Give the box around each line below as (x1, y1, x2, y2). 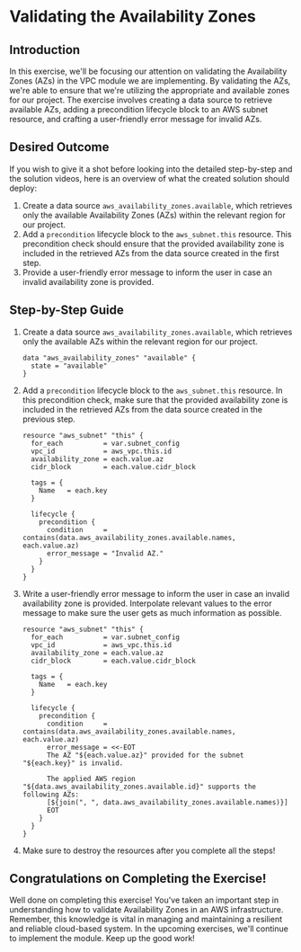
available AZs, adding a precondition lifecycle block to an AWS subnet (9, 104, 268, 114)
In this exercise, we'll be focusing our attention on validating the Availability (9, 66, 288, 76)
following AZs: (22, 789, 80, 799)
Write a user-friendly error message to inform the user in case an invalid (22, 588, 290, 599)
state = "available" (31, 361, 108, 370)
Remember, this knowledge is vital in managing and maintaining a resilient (9, 914, 283, 925)
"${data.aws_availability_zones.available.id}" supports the (22, 782, 257, 791)
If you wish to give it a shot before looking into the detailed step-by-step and (9, 164, 293, 174)
